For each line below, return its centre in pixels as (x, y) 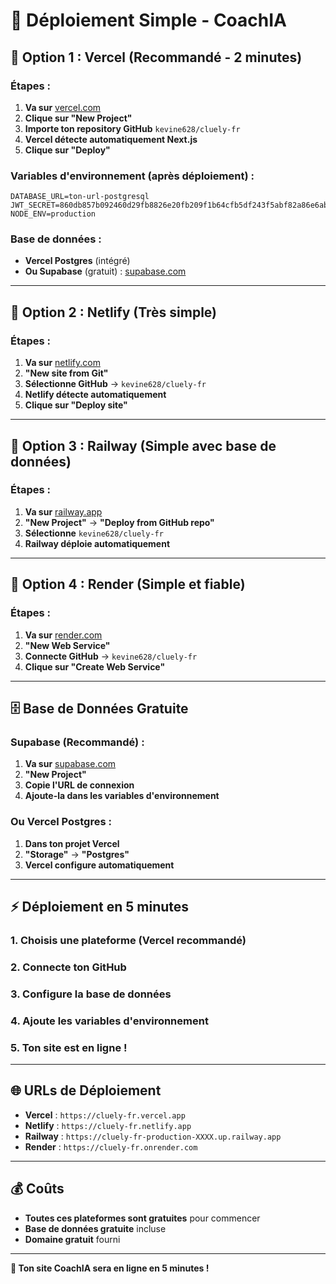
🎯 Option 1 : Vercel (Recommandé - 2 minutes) (156, 57)
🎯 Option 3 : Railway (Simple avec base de (143, 445)
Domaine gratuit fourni (72, 1239)
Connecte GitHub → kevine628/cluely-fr (111, 656)
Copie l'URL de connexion (79, 785)
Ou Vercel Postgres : (61, 822)
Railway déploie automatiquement (97, 543)
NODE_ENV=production (53, 214)
